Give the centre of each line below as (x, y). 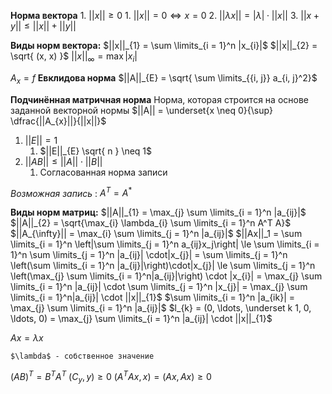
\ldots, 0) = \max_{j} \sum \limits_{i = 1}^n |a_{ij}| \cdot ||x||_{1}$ (141, 319)
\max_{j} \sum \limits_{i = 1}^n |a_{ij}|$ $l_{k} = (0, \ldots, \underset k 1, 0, (161, 308)
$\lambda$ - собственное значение (82, 356)
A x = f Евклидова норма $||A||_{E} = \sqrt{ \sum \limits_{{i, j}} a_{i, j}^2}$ (164, 78)
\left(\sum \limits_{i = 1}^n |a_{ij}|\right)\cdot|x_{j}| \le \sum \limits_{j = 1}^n (163, 266)
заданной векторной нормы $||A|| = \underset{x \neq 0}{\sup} (142, 110)
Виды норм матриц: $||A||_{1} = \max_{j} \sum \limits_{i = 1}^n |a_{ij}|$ (158, 212)
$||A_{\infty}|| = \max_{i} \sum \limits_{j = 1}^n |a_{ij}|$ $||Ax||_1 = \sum (156, 234)
